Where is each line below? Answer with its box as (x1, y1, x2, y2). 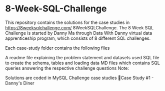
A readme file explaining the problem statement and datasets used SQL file (5, 54, 159, 60)
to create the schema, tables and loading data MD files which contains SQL (5, 60, 160, 66)
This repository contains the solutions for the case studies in (5, 19, 130, 25)
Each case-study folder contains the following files (5, 45, 110, 51)
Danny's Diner (5, 80, 34, 86)
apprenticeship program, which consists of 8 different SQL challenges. (5, 35, 151, 41)
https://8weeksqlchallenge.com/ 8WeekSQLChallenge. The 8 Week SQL (5, 24, 154, 30)
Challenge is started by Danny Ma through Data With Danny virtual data (5, 30, 152, 36)
